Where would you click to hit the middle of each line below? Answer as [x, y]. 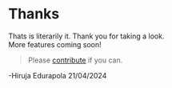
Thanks [34, 14]
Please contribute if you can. [75, 60]
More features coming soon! [55, 44]
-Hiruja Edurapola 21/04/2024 [58, 75]
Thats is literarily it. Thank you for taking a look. [86, 36]
